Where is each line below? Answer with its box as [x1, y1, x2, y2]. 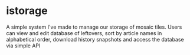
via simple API [6, 42, 41, 49]
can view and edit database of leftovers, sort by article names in [6, 29, 162, 36]
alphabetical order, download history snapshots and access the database [6, 36, 184, 43]
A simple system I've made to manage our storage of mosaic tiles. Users [6, 23, 182, 30]
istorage [6, 4, 48, 18]
